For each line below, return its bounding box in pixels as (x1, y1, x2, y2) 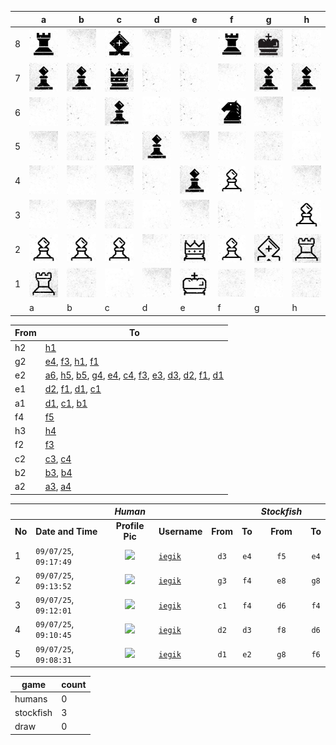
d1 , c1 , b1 (44, 397, 88, 409)
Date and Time (35, 525, 98, 537)
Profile (115, 520, 145, 532)
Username (158, 525, 203, 537)
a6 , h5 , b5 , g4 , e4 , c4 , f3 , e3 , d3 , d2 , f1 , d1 (44, 369, 225, 381)
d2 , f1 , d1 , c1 (44, 383, 102, 395)
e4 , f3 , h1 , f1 (44, 355, 100, 367)
